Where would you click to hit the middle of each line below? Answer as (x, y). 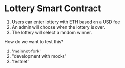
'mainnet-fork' (26, 51)
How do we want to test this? (34, 41)
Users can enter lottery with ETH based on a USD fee (66, 22)
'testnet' (20, 61)
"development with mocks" (39, 56)
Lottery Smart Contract (53, 8)
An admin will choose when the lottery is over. (58, 27)
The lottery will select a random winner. (52, 32)
